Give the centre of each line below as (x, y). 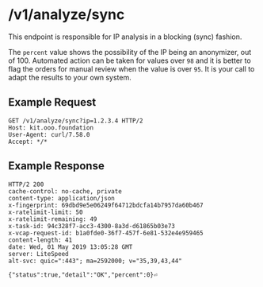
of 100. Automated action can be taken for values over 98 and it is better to (130, 60)
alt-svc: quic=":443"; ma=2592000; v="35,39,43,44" (95, 261)
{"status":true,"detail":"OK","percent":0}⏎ (83, 275)
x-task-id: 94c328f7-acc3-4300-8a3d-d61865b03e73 (92, 226)
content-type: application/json (61, 198)
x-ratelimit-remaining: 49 (53, 219)
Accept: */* (28, 142)
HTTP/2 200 (26, 184)
